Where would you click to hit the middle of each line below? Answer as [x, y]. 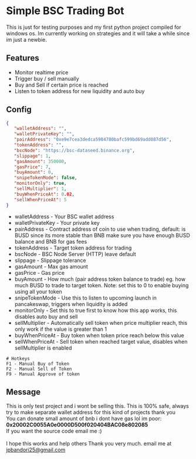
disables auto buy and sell [46, 317]
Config [19, 110]
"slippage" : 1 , [32, 156]
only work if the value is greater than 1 [61, 329]
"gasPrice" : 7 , [32, 167]
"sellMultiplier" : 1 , [40, 189]
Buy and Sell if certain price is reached [61, 85]
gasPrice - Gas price [40, 272]
